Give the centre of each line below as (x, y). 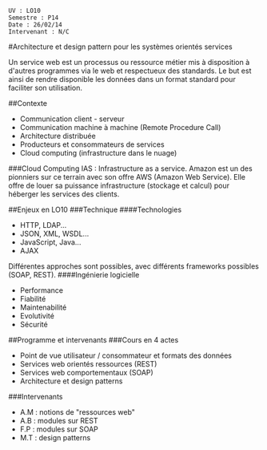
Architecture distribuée (58, 136)
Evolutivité (37, 316)
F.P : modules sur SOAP (59, 429)
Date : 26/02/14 (35, 25)
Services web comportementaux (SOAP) (86, 373)
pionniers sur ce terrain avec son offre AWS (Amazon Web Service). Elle (127, 177)
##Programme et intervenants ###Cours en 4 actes (94, 340)
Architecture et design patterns (71, 381)
